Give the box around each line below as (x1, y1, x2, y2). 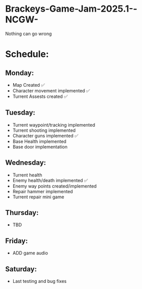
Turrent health (12, 172, 42, 178)
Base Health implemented (12, 138, 67, 144)
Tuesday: (5, 109, 35, 117)
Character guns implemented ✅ (12, 132, 79, 138)
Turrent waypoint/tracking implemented (12, 122, 96, 128)
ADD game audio (12, 250, 48, 256)
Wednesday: (5, 158, 46, 167)
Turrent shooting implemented (12, 127, 76, 133)
